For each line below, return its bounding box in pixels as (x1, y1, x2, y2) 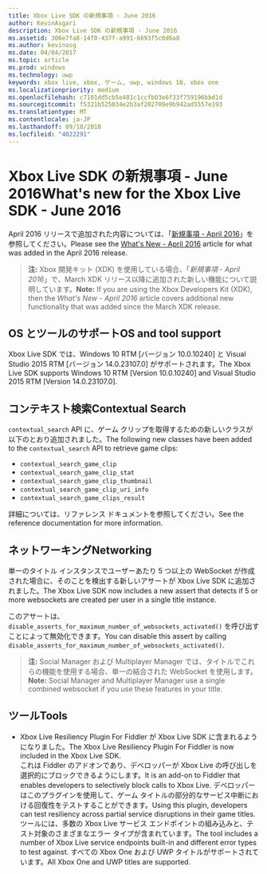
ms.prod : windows (8, 64, 66, 72)
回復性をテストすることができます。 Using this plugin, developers (33, 800, 248, 809)
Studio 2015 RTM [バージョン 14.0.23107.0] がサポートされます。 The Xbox (8, 360, 251, 369)
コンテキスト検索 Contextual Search (8, 402, 187, 415)
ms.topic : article (8, 57, 69, 65)
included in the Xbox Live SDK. (19, 750, 122, 760)
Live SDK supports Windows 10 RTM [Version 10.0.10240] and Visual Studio (8, 368, 257, 378)
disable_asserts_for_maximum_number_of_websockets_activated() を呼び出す (8, 621, 260, 631)
